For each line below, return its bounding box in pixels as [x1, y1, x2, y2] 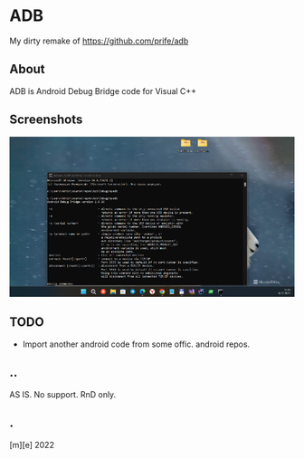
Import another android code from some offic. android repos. [22, 339, 251, 349]
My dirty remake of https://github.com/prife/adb [9, 35, 189, 46]
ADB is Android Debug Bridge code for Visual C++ [9, 85, 197, 96]
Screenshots [9, 112, 83, 128]
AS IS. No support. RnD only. [9, 388, 117, 399]
